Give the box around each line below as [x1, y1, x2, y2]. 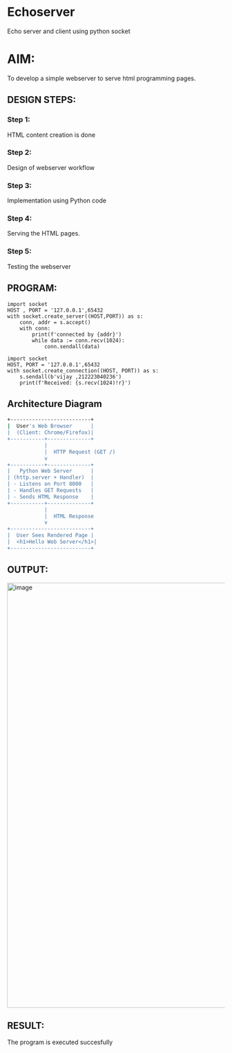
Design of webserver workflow [7, 163, 95, 171]
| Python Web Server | [7, 468, 95, 475]
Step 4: [7, 214, 32, 223]
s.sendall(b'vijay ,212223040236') [19, 373, 122, 380]
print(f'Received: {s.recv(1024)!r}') [19, 379, 131, 386]
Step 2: [7, 148, 32, 158]
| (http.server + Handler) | [7, 474, 95, 481]
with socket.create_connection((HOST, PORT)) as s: [7, 367, 159, 374]
